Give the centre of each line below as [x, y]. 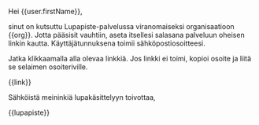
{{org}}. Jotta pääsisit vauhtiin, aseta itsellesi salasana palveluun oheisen [127, 35]
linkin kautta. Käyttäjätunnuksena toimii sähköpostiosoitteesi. [107, 43]
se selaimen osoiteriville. [48, 67]
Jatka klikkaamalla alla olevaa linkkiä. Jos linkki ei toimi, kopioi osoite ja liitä [130, 59]
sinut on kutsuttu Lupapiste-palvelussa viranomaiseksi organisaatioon [121, 26]
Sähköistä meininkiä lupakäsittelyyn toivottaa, [82, 97]
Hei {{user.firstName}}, [45, 11]
